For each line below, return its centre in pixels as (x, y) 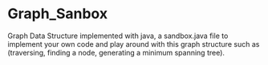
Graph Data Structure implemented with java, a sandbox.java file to (118, 36)
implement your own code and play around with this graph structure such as (134, 44)
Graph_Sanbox (58, 14)
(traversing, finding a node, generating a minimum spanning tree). (116, 52)
